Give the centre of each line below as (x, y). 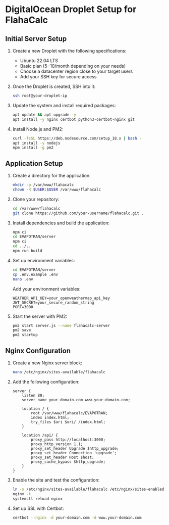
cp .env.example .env (35, 274)
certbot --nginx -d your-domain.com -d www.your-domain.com (77, 517)
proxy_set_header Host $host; (63, 457)
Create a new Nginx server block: (47, 363)
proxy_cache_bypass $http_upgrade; (68, 462)
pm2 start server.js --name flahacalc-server (61, 325)
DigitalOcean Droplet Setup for (71, 9)
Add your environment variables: (46, 289)
